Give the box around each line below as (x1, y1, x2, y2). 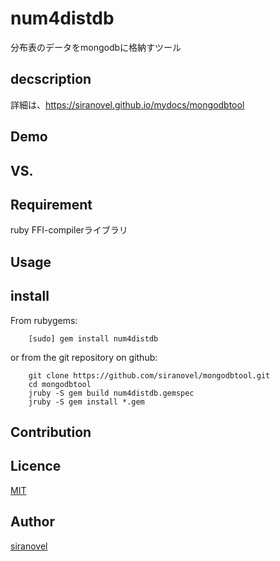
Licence (10, 458, 62, 475)
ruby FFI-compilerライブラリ (10, 224, 128, 236)
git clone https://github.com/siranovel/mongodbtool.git (28, 370, 271, 381)
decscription (10, 71, 92, 88)
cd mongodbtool (28, 379, 92, 389)
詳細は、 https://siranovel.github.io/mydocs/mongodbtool (10, 98, 245, 111)
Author (10, 513, 55, 531)
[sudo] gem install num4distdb (28, 333, 159, 344)
